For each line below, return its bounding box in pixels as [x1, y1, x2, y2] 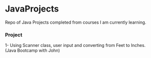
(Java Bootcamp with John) [5, 47, 60, 54]
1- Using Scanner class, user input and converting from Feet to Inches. [5, 43, 146, 48]
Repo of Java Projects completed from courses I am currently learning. [5, 19, 147, 25]
